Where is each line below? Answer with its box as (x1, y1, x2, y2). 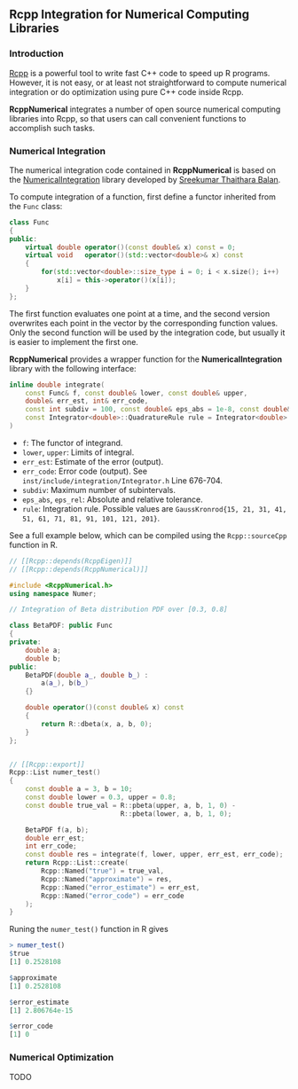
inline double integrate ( (9, 380, 105, 389)
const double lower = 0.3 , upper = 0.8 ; (25, 793, 176, 802)
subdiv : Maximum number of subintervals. (21, 484, 176, 495)
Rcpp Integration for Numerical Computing (9, 7, 250, 22)
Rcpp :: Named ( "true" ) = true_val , (41, 866, 165, 876)
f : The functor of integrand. (21, 437, 123, 448)
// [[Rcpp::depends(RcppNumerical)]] (9, 565, 149, 574)
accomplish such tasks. (9, 122, 96, 133)
